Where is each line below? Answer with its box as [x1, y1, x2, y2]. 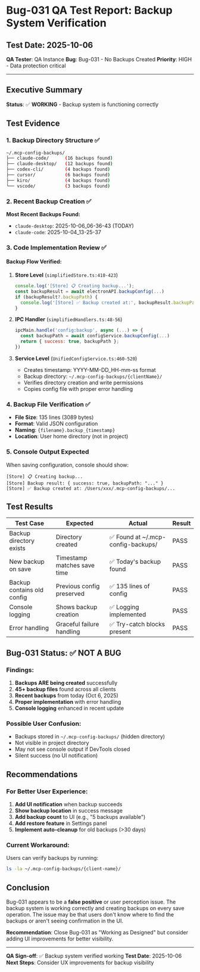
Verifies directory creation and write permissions [23, 379, 144, 386]
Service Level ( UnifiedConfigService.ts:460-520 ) [14, 355, 137, 362]
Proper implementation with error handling [14, 698, 121, 706]
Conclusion [6, 883, 50, 893]
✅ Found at [109, 533, 141, 541]
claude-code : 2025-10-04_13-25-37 [14, 228, 101, 235]
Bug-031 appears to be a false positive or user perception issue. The [6, 898, 176, 905]
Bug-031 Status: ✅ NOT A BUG [6, 648, 121, 658]
